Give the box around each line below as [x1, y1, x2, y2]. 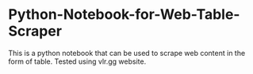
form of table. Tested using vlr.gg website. [8, 57, 147, 66]
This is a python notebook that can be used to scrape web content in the [8, 48, 246, 57]
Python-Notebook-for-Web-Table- [8, 6, 240, 24]
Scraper [8, 22, 62, 40]
